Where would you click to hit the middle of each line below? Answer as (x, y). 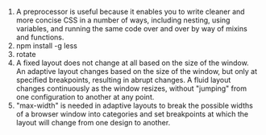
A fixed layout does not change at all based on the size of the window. (132, 63)
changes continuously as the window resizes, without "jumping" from (131, 88)
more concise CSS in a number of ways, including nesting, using (123, 20)
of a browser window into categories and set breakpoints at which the (132, 114)
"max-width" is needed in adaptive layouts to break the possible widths (135, 105)
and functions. (40, 37)
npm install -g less (47, 46)
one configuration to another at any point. (85, 97)
